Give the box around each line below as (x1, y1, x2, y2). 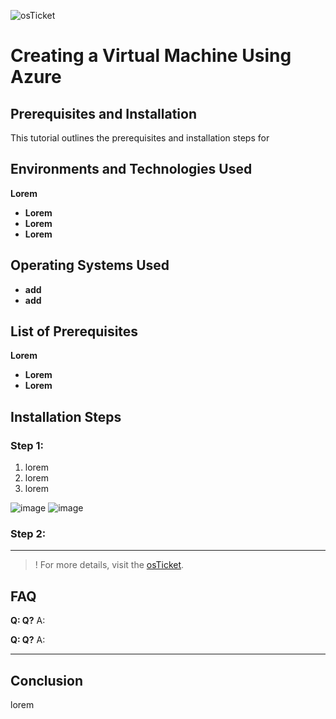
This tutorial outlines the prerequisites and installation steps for (10, 132, 270, 144)
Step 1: (10, 438, 44, 452)
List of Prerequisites (10, 323, 139, 340)
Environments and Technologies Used (10, 161, 253, 178)
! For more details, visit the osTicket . (34, 559, 185, 571)
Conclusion (10, 672, 84, 689)
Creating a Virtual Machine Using (10, 45, 292, 67)
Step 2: (10, 527, 47, 541)
